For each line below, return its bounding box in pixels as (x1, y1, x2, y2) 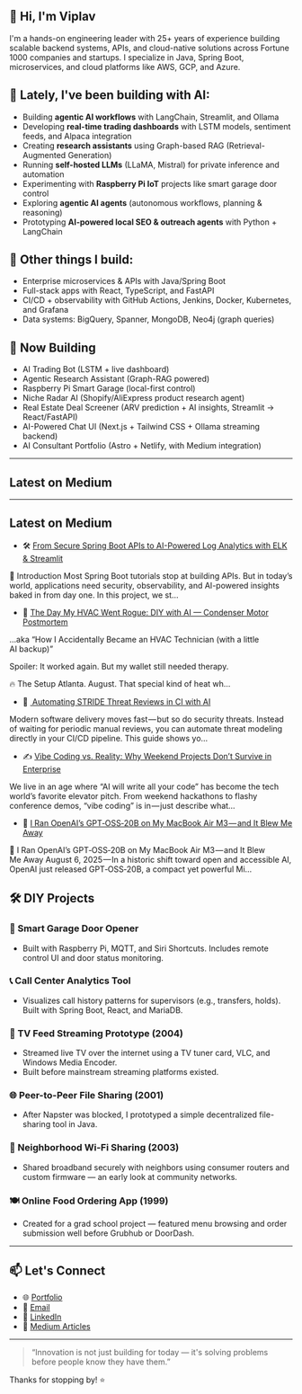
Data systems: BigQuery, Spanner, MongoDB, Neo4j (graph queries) (22, 314, 275, 324)
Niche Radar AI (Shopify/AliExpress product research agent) (22, 393, 245, 404)
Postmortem (22, 617, 69, 627)
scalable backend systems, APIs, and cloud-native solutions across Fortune (9, 42, 290, 53)
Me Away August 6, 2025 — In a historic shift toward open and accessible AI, (9, 854, 292, 865)
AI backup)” (9, 644, 54, 654)
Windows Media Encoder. (22, 1057, 118, 1068)
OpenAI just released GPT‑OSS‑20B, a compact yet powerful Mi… (9, 864, 253, 875)
